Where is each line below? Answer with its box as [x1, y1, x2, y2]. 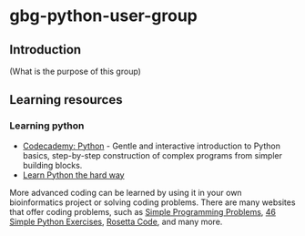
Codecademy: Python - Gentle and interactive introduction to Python [22, 140, 280, 151]
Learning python [9, 119, 85, 132]
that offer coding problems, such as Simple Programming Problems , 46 [9, 206, 276, 217]
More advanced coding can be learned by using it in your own [9, 187, 243, 198]
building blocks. [22, 159, 83, 170]
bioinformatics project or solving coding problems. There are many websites [9, 197, 296, 208]
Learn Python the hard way [22, 169, 125, 180]
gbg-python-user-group [9, 5, 198, 26]
